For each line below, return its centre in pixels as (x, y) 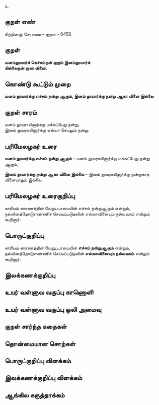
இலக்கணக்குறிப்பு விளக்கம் (44, 378)
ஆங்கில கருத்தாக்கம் (35, 395)
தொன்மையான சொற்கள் (40, 344)
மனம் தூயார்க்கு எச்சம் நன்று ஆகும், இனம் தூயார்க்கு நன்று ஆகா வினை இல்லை (79, 96)
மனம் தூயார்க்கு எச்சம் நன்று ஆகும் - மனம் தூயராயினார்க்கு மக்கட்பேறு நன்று (77, 159)
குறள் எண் (20, 22)
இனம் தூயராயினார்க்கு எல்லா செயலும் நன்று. (47, 130)
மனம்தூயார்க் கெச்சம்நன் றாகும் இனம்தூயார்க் (48, 62)
